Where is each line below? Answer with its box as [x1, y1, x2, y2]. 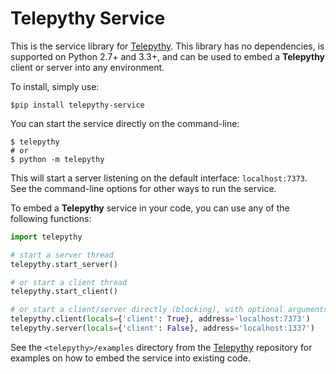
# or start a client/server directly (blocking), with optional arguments [10, 305, 329, 315]
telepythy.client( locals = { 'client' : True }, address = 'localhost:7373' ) [10, 314, 311, 324]
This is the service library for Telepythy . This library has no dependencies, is [10, 40, 325, 52]
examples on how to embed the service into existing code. [10, 352, 251, 364]
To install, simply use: [10, 80, 100, 92]
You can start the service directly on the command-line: [10, 117, 240, 129]
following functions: [10, 212, 92, 224]
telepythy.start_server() [10, 259, 118, 269]
